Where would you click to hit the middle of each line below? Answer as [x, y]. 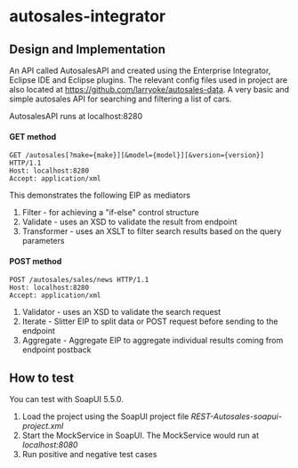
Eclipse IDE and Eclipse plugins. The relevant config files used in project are [148, 80]
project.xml [43, 426]
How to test [41, 378]
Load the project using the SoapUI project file [105, 416]
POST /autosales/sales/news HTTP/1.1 [79, 280]
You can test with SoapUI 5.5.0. [67, 399]
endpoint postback [56, 350]
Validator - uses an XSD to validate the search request [121, 312]
